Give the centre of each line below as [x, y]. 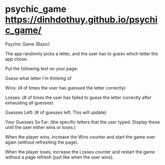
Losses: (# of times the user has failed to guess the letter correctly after [79, 97]
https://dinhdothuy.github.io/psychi [81, 20]
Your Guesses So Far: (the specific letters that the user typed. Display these [82, 122]
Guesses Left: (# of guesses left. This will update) [56, 112]
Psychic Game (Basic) [28, 44]
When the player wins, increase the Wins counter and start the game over [80, 137]
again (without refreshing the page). [42, 142]
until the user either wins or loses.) [40, 127]
